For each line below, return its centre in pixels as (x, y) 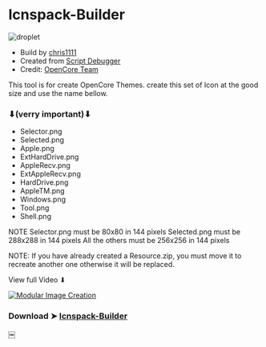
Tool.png (34, 208)
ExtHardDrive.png (49, 157)
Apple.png (37, 149)
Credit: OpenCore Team (59, 69)
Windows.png (43, 199)
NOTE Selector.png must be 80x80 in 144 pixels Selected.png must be (125, 232)
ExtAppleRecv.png (50, 174)
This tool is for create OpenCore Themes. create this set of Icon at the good (133, 85)
